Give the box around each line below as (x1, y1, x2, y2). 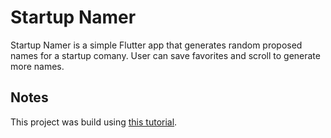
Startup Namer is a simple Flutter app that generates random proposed (10, 39, 303, 51)
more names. (10, 60, 65, 72)
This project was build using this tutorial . (10, 116, 178, 128)
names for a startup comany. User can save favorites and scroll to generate (10, 49, 321, 61)
